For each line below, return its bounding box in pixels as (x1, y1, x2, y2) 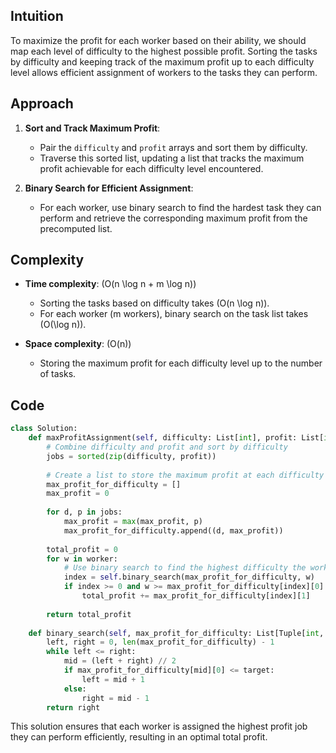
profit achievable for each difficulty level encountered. (39, 162, 264, 174)
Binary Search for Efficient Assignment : (24, 182, 194, 194)
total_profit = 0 (46, 544, 118, 554)
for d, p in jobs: (46, 507, 123, 518)
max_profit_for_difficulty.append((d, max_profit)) (63, 525, 284, 536)
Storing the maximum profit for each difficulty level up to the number (39, 357, 323, 369)
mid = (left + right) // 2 (63, 656, 177, 666)
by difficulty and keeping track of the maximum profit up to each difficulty (10, 55, 315, 68)
